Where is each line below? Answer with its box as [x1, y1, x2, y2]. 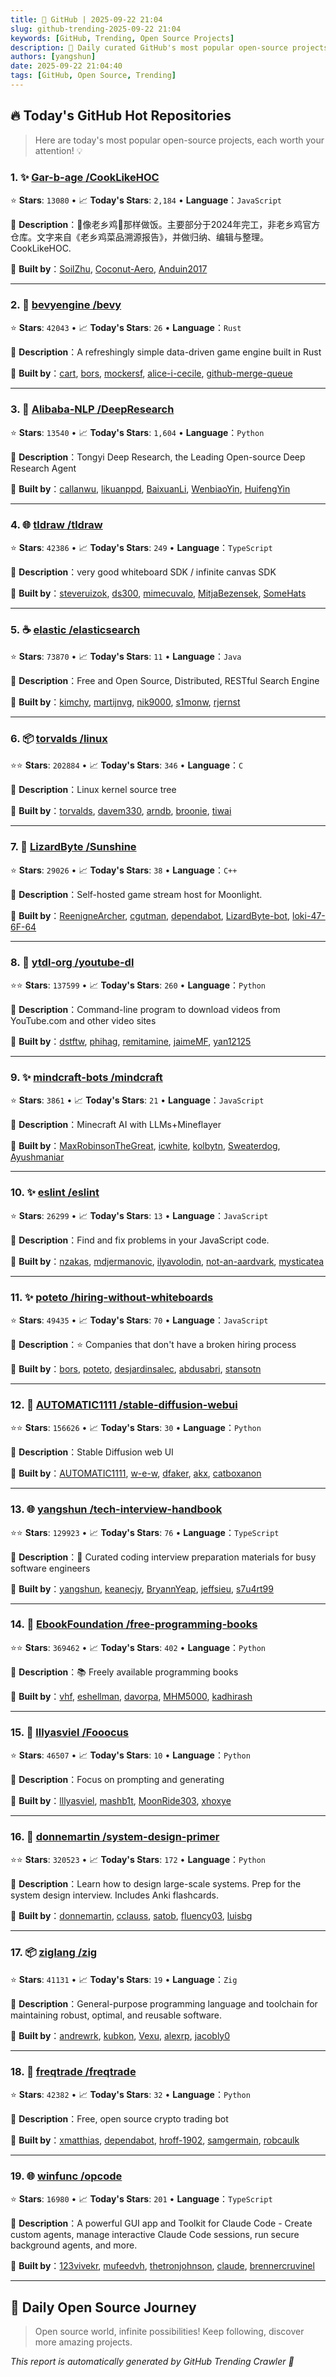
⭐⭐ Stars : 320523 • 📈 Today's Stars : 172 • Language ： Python [10, 1854, 267, 1866]
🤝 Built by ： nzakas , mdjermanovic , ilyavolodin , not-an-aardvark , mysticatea [10, 1255, 325, 1267]
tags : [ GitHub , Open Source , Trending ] [10, 71, 177, 81]
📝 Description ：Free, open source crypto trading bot [10, 2113, 229, 2125]
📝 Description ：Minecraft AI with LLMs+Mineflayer [10, 1119, 222, 1131]
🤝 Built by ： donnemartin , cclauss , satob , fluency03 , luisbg [10, 1910, 253, 1922]
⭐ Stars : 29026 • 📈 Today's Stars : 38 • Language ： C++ [10, 864, 238, 876]
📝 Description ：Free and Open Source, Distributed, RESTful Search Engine [10, 675, 320, 687]
